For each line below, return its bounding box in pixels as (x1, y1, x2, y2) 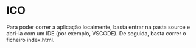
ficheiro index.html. (6, 36, 55, 43)
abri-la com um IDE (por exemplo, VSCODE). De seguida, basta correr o (6, 29, 187, 37)
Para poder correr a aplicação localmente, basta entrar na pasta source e (6, 23, 191, 31)
